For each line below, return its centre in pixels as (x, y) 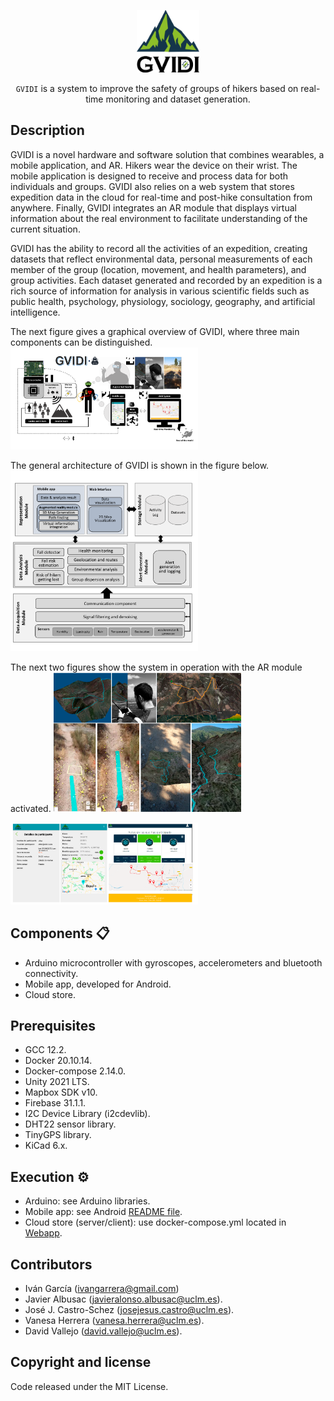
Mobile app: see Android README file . (103, 1212)
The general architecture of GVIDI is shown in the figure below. (140, 465)
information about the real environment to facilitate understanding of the (159, 218)
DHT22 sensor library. (70, 1124)
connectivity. (51, 973)
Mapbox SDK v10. (61, 1092)
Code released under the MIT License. (89, 1386)
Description (47, 130)
